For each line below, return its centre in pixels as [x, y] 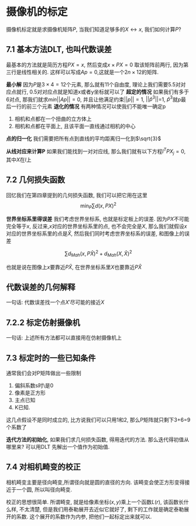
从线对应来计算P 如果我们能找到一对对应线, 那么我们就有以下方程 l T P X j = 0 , [96, 151]
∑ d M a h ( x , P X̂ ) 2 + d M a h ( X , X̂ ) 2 [98, 254]
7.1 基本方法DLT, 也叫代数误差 [59, 49]
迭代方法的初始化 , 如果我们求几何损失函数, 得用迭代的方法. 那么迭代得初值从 [97, 440]
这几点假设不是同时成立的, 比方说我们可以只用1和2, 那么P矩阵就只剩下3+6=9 [98, 420]
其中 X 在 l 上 [19, 160]
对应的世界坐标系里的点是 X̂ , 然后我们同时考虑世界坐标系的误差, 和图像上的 [95, 234]
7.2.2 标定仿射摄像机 [43, 322]
